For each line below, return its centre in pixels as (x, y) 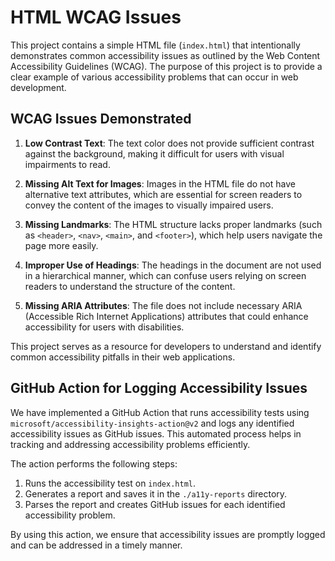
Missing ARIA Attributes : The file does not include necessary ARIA (163, 305)
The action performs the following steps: (94, 463)
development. (38, 87)
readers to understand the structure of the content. (130, 286)
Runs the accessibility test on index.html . (110, 483)
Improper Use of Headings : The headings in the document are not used (173, 265)
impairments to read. (67, 164)
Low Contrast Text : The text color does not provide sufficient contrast (169, 143)
